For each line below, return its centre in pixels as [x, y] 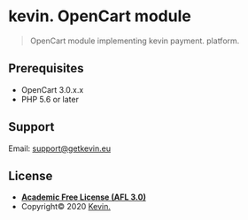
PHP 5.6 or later [50, 99]
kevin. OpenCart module [100, 16]
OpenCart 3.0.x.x [52, 89]
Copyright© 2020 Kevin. [66, 207]
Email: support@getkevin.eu [60, 148]
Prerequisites [46, 68]
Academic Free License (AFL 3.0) [84, 197]
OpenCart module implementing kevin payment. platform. [135, 41]
